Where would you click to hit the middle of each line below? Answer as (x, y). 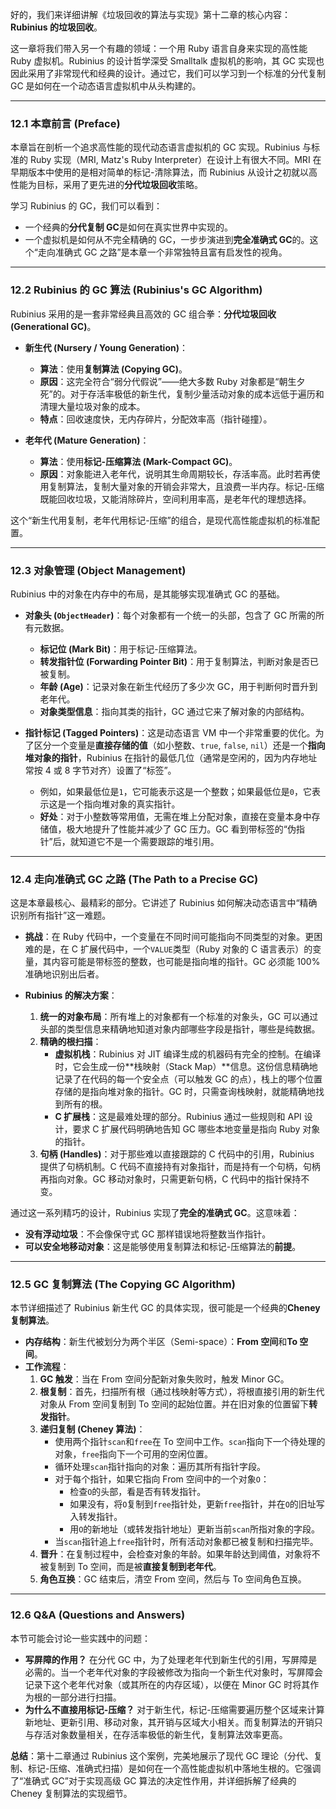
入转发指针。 (96, 1517)
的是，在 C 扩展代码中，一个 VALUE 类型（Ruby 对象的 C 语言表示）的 (173, 949)
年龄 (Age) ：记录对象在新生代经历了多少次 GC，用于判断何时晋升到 (178, 686)
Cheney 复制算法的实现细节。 (71, 1793)
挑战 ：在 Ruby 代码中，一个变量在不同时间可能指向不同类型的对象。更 (169, 937)
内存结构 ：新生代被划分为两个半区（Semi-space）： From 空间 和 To (161, 1342)
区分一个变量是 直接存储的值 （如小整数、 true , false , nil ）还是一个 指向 (179, 745)
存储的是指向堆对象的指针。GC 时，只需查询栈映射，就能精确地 (185, 1092)
